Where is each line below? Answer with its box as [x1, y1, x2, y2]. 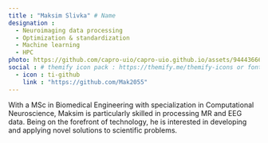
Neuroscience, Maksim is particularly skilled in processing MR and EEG [8, 108, 242, 118]
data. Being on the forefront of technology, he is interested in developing [8, 117, 247, 126]
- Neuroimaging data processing [15, 26, 124, 34]
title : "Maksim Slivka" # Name [8, 11, 116, 20]
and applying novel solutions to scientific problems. [8, 125, 178, 135]
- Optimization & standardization [15, 33, 130, 42]
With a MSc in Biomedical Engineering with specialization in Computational [8, 100, 254, 110]
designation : [8, 19, 56, 27]
